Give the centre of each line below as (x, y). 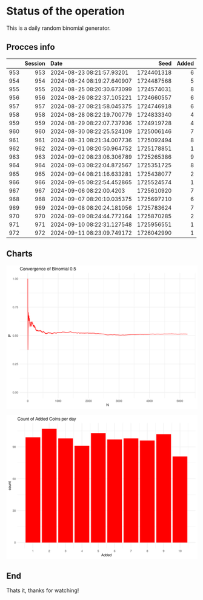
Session (35, 64)
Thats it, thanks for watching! (43, 590)
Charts (20, 254)
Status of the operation (66, 11)
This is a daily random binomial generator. (58, 28)
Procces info (31, 47)
